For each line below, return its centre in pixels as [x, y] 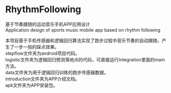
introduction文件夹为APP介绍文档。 [43, 79]
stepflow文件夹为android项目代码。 [43, 53]
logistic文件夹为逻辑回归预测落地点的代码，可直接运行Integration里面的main [85, 59]
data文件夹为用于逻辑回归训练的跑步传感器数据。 [57, 72]
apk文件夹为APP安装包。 [31, 85]
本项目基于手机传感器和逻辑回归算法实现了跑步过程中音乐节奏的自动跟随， [83, 40]
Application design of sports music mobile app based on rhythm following [83, 30]
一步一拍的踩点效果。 [36, 46]
